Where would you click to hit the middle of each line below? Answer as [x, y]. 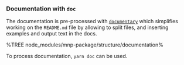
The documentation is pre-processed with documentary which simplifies [92, 21]
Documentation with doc [41, 9]
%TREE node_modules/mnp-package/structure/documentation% [85, 45]
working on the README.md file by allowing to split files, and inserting [87, 27]
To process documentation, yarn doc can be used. [67, 56]
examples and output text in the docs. [52, 34]
